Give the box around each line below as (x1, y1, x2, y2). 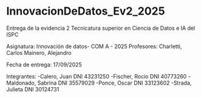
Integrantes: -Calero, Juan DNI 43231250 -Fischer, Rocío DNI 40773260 (6, 72, 187, 80)
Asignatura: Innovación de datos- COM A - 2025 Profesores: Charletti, (6, 43, 182, 50)
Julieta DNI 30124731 (6, 85, 60, 93)
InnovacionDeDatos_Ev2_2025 (6, 4, 165, 18)
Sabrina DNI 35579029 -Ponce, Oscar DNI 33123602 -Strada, (37, 79, 192, 86)
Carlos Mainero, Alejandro (6, 49, 72, 56)
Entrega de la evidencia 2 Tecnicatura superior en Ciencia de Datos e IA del (6, 24, 196, 32)
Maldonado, (6, 79, 36, 86)
